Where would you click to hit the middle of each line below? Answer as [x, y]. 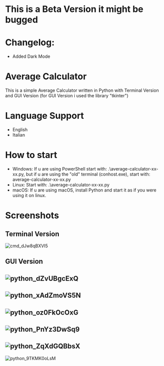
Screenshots [32, 216]
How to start [31, 155]
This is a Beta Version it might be [74, 9]
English [20, 130]
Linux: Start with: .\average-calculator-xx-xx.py [61, 184]
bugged [22, 20]
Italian [19, 135]
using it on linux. [29, 195]
